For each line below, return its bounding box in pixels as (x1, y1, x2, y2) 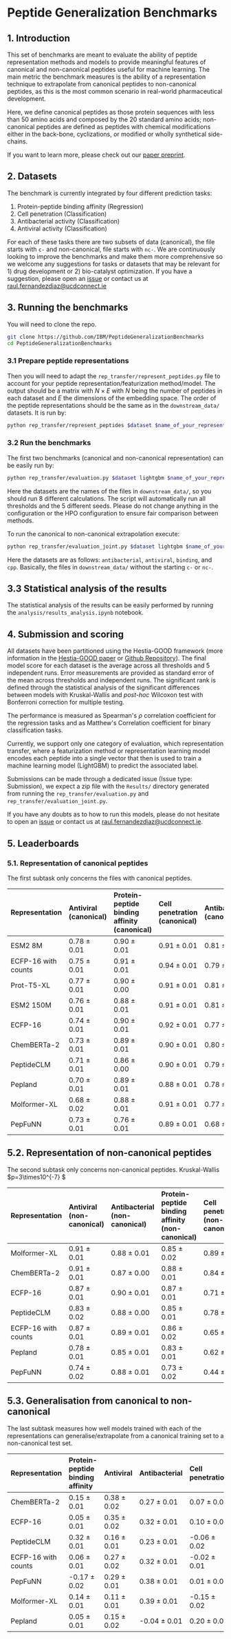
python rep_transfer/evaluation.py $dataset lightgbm (7, 474, 165, 481)
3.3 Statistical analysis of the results (7, 582, 167, 594)
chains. (7, 137, 28, 146)
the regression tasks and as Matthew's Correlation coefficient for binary (7, 719, 211, 727)
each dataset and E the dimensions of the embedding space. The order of (7, 393, 217, 402)
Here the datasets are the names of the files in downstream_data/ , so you (7, 487, 212, 495)
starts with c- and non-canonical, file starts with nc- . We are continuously (7, 245, 215, 253)
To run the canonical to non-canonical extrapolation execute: (7, 529, 180, 538)
